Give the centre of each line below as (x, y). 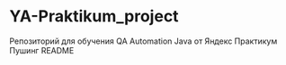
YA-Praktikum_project (94, 16)
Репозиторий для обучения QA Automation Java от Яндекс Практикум (143, 41)
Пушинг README (42, 50)
